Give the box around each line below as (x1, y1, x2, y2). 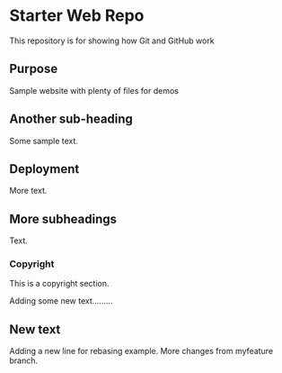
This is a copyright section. (9, 278, 110, 289)
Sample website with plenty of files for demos (9, 85, 180, 96)
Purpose (9, 61, 58, 77)
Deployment (9, 161, 80, 177)
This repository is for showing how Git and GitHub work (9, 35, 215, 46)
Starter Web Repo (9, 5, 145, 26)
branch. (9, 355, 39, 366)
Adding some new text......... (9, 296, 113, 306)
